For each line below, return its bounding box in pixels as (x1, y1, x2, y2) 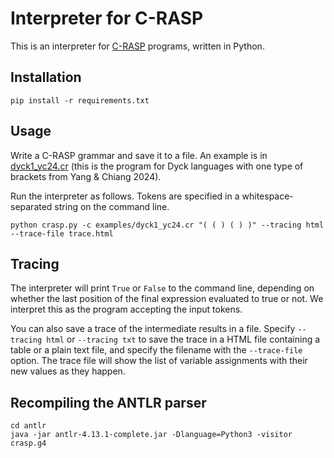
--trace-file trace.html (10, 228, 114, 239)
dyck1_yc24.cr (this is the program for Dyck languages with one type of (10, 160, 304, 172)
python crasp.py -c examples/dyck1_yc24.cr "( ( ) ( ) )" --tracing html (10, 220, 325, 230)
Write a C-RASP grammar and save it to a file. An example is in (10, 149, 268, 161)
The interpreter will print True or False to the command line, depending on (10, 282, 315, 294)
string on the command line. (54, 200, 170, 212)
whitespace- (241, 190, 294, 202)
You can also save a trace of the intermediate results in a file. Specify (10, 323, 296, 335)
